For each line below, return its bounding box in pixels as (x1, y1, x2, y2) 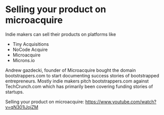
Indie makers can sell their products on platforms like (5, 31, 116, 37)
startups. (5, 89, 24, 95)
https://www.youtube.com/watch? (85, 98, 156, 105)
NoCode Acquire (12, 46, 48, 52)
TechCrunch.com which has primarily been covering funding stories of (5, 83, 153, 90)
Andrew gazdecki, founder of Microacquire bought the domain (5, 67, 136, 73)
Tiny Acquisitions (12, 41, 49, 47)
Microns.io (12, 57, 35, 63)
